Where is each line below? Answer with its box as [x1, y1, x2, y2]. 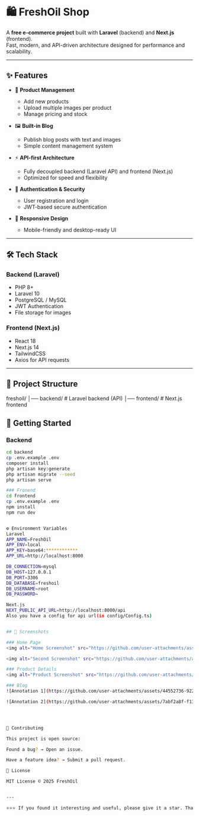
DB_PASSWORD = [6, 591, 38, 597]
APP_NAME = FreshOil [6, 536, 52, 543]
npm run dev [6, 510, 36, 515]
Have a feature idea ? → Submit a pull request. [6, 757, 126, 763]
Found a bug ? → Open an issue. [6, 746, 84, 752]
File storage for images [14, 309, 72, 316]
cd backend [6, 449, 33, 456]
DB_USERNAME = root [6, 585, 49, 592]
